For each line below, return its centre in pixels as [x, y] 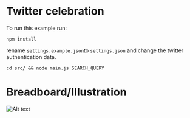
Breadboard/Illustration [66, 92]
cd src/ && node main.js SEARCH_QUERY [55, 68]
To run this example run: [37, 28]
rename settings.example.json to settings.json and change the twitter [95, 50]
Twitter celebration [55, 11]
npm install [21, 39]
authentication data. [31, 57]
